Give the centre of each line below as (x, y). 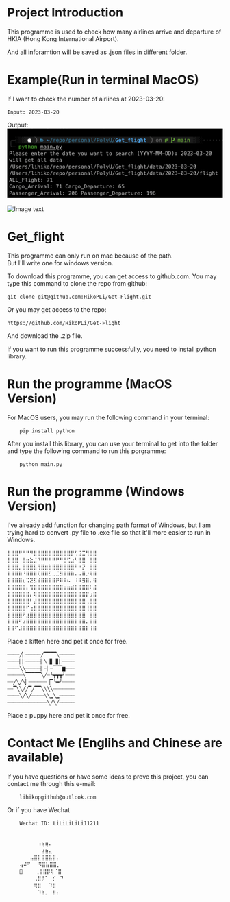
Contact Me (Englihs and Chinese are (115, 743)
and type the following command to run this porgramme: (87, 451)
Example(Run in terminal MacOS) (103, 80)
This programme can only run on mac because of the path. (90, 256)
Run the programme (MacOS (90, 383)
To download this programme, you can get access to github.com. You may (112, 276)
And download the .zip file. (45, 336)
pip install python (47, 431)
